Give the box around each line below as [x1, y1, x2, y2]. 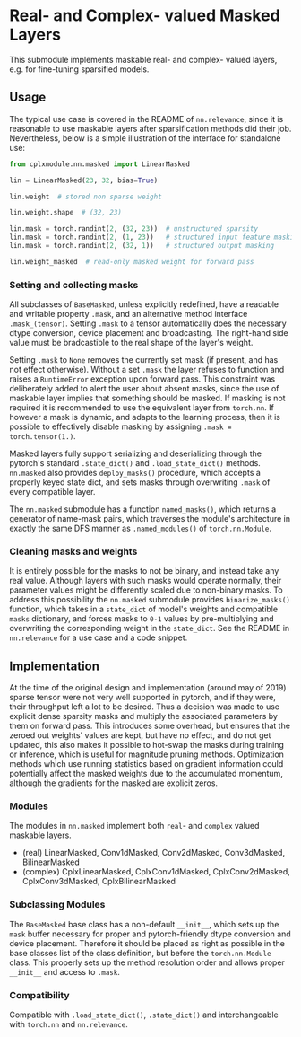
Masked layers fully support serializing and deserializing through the [9, 448, 262, 459]
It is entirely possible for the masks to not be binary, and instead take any [9, 566, 279, 576]
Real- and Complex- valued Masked [9, 5, 280, 26]
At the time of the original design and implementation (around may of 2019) [9, 682, 287, 693]
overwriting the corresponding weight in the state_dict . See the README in [9, 623, 290, 634]
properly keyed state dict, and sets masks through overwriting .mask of [9, 477, 271, 488]
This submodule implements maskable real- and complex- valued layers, [9, 54, 278, 65]
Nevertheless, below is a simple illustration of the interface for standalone [9, 132, 281, 144]
